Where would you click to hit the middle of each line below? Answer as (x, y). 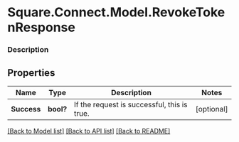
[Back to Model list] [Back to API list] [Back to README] (89, 131)
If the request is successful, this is (131, 104)
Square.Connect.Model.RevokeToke (116, 12)
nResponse (42, 27)
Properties (31, 73)
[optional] (212, 109)
